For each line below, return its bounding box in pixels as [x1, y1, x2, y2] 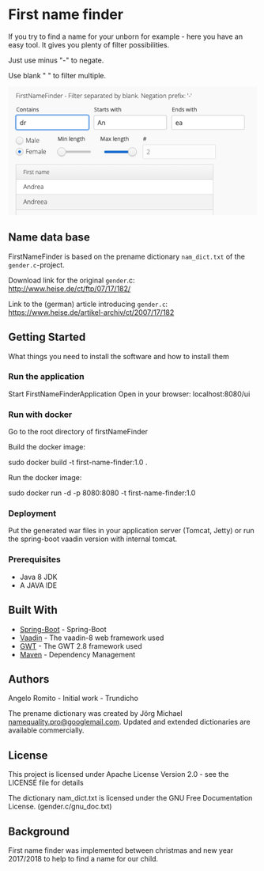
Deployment [8, 508, 57, 519]
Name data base [8, 231, 91, 244]
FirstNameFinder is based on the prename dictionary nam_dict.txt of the [8, 252, 245, 261]
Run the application [8, 371, 85, 382]
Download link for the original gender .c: [8, 275, 135, 285]
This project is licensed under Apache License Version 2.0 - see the [8, 770, 229, 779]
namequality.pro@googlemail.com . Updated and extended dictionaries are [8, 718, 251, 727]
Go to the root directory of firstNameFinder [8, 427, 149, 437]
